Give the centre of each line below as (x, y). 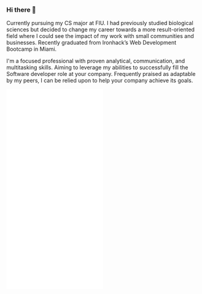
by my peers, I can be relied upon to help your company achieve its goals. (100, 81)
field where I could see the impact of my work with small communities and (100, 36)
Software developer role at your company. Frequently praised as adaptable (101, 74)
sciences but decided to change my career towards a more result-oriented (101, 29)
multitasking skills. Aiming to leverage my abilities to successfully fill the (97, 67)
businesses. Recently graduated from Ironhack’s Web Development (91, 43)
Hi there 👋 (21, 10)
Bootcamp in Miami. (32, 49)
